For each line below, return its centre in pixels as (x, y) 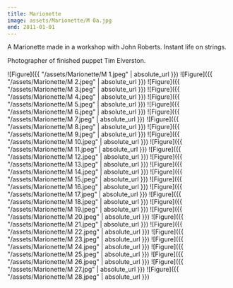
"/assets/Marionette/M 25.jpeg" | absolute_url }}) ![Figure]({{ (95, 254)
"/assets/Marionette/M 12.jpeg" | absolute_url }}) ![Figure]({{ (95, 157)
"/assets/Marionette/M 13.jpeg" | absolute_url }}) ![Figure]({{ (95, 164)
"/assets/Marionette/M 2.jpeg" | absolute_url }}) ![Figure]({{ (94, 82)
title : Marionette (34, 14)
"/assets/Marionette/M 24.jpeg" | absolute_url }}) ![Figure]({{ (95, 247)
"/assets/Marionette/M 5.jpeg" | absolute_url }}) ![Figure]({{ (94, 104)
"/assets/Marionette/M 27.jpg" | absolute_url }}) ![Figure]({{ (93, 270)
